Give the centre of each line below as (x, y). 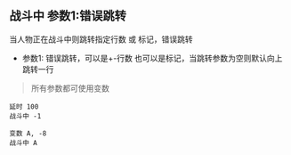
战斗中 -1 (25, 116)
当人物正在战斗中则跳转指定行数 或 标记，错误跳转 (101, 39)
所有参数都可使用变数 (70, 88)
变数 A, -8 (28, 133)
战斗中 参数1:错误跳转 (68, 16)
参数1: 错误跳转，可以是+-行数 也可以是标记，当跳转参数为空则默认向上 (152, 58)
